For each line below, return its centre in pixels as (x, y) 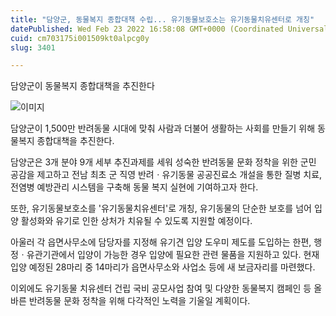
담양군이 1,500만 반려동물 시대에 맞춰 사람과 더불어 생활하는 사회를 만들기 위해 (163, 128)
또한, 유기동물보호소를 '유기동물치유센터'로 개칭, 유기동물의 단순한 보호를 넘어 (161, 208)
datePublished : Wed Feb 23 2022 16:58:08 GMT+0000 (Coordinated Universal (169, 29)
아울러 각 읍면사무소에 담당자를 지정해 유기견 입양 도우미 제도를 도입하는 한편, (161, 242)
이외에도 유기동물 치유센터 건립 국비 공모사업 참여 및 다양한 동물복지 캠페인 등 (161, 288)
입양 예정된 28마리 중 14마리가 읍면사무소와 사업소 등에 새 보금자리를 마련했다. (163, 267)
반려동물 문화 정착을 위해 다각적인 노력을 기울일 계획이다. (139, 301)
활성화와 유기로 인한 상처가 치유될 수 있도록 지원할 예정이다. (136, 221)
